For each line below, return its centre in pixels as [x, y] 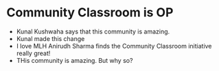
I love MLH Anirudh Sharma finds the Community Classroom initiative [114, 46]
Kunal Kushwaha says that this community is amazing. [93, 31]
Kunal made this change [50, 38]
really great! [33, 53]
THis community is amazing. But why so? [74, 60]
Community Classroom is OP [90, 13]
